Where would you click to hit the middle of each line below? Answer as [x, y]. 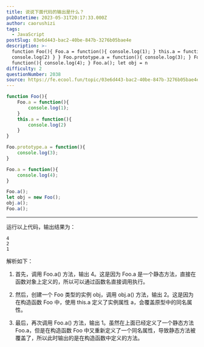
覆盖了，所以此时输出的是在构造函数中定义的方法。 [79, 338]
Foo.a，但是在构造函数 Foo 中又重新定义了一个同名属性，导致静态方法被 [105, 330]
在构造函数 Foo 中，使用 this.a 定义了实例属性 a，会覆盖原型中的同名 [101, 302]
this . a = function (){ [44, 119]
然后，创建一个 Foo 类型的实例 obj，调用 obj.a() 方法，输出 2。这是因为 [104, 294]
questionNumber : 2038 [34, 74]
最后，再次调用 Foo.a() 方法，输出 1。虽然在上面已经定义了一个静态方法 [104, 323]
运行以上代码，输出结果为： [41, 226]
